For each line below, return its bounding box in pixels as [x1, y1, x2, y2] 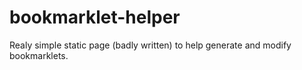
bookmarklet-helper [9, 6, 181, 29]
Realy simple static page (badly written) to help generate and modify [9, 39, 292, 51]
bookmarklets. [9, 49, 69, 61]
